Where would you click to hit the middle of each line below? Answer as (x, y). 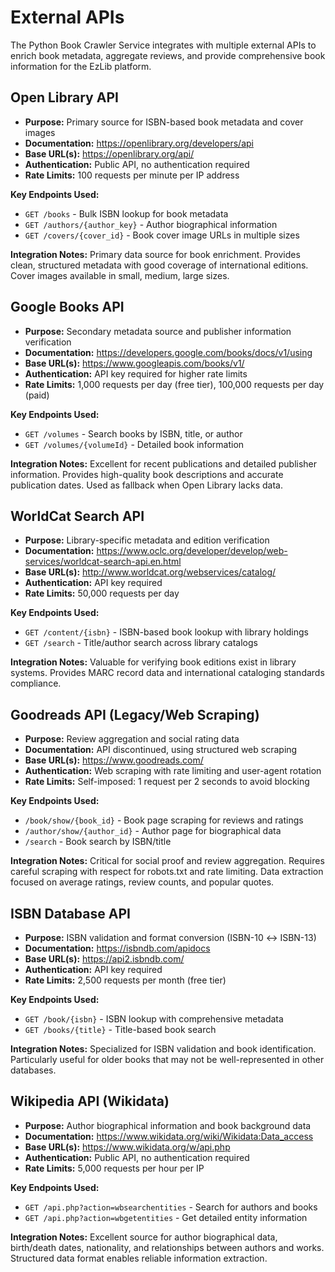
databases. (33, 1070)
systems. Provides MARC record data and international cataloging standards (167, 673)
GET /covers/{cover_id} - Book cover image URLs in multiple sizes (162, 235)
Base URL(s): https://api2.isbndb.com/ (104, 959)
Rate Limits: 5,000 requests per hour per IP (114, 1168)
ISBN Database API (70, 913)
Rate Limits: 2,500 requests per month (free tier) (125, 980)
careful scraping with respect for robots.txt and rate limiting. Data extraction (167, 872)
